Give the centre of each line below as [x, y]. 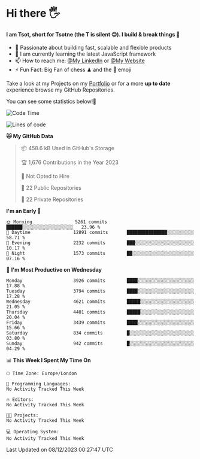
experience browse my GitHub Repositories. [60, 90]
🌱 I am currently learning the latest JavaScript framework [85, 54]
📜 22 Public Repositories [51, 188]
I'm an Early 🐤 [24, 211]
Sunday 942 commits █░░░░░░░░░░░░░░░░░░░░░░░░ [100, 344]
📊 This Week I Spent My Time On [49, 360]
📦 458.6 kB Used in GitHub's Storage [68, 148]
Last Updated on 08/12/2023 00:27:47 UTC [60, 450]
